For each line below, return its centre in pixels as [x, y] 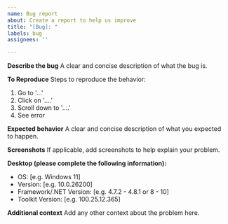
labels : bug [25, 33]
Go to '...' [30, 93]
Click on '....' [35, 100]
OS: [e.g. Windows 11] [49, 177]
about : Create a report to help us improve [72, 20]
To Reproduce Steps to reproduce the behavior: [76, 79]
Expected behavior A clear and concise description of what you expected [114, 129]
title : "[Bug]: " [33, 27]
